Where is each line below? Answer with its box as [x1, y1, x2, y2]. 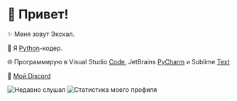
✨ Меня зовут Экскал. [7, 30, 75, 38]
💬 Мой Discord [7, 71, 51, 80]
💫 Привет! [7, 6, 69, 23]
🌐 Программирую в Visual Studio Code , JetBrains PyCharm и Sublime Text [7, 57, 230, 66]
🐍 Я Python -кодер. [7, 44, 62, 52]
